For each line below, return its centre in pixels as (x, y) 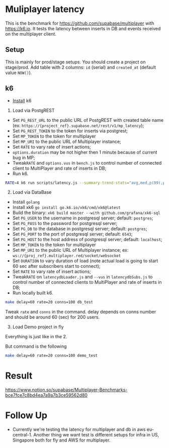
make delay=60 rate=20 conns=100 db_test (49, 302)
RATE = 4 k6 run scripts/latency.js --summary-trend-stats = (67, 183)
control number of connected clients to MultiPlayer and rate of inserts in (87, 282)
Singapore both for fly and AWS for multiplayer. (61, 440)
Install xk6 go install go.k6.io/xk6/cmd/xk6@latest (66, 207)
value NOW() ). (19, 72)
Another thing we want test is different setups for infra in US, (96, 435)
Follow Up (26, 416)
